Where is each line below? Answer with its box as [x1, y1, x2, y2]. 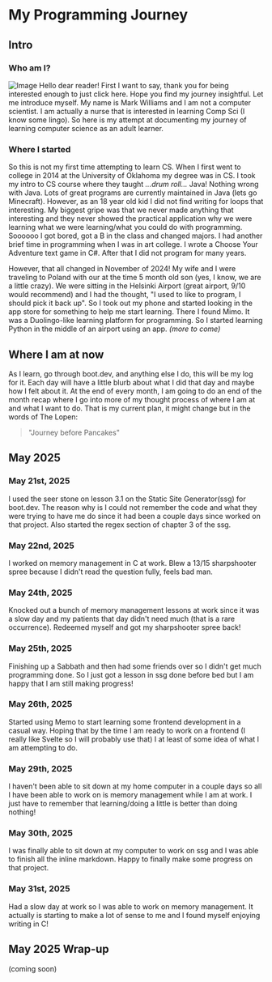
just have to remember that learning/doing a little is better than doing [8, 799, 238, 809]
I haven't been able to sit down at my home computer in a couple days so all [8, 781, 262, 791]
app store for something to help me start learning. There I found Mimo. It [8, 307, 250, 317]
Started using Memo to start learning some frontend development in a [8, 716, 241, 726]
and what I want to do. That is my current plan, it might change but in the [8, 403, 251, 413]
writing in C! [8, 919, 49, 929]
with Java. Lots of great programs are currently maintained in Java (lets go [8, 188, 257, 198]
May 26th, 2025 [8, 699, 73, 710]
